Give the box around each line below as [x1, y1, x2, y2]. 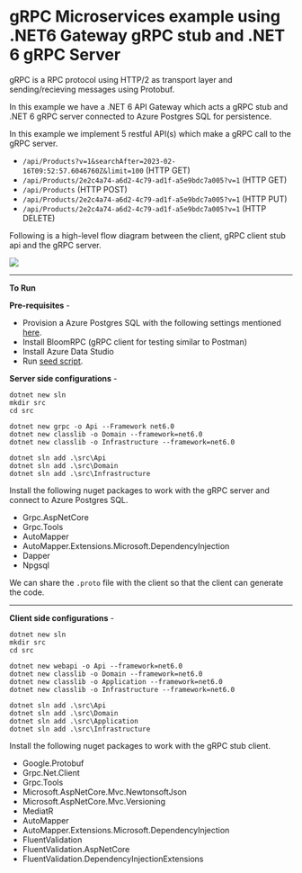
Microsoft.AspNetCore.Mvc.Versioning [22, 796, 166, 806]
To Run [9, 282, 36, 293]
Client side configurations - [9, 612, 115, 623]
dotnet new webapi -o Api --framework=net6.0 [9, 661, 182, 670]
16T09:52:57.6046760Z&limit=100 [22, 166, 144, 175]
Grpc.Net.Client [22, 767, 81, 778]
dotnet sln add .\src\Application [9, 716, 139, 725]
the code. [9, 587, 45, 598]
